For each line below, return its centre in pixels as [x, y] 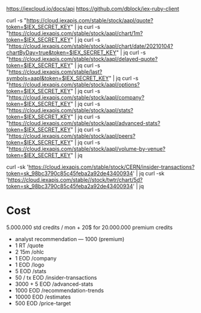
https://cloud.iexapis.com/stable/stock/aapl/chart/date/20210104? [91, 46]
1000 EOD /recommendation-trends [59, 290]
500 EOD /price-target [43, 303]
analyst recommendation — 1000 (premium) [70, 239]
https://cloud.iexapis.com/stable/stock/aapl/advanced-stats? [85, 123]
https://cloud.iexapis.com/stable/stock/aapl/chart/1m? [76, 33]
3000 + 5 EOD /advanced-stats [54, 284]
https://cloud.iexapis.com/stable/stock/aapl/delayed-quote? [83, 59]
